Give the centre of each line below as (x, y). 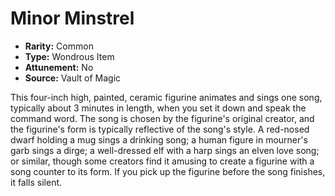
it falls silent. (36, 182)
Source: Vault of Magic (73, 78)
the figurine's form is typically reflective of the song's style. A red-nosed (160, 129)
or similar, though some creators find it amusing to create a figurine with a (162, 161)
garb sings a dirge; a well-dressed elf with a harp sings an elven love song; (165, 150)
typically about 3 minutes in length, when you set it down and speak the (158, 108)
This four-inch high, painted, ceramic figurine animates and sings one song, (166, 97)
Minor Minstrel (72, 18)
